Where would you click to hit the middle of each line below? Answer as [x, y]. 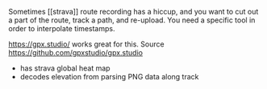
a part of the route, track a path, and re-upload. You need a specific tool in [132, 20]
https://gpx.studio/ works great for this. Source [86, 44]
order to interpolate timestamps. [62, 28]
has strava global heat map [65, 68]
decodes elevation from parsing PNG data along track [109, 77]
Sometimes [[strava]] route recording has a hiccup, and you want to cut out [133, 12]
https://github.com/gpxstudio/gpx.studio [76, 53]
